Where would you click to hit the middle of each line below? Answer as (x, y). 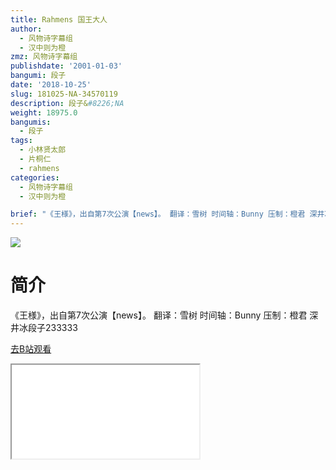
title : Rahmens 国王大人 (59, 19)
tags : (21, 141)
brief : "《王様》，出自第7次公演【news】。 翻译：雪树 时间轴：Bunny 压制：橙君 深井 (167, 214)
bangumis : (31, 122)
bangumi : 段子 (38, 76)
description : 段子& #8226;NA (67, 103)
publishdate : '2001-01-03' (66, 66)
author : (26, 29)
